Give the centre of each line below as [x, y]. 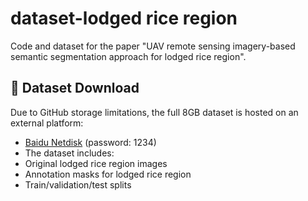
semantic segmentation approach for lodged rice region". [128, 56]
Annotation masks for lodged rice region [108, 174]
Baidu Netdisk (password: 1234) [90, 142]
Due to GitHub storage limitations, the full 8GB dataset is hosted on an [154, 112]
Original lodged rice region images [96, 163]
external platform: [47, 123]
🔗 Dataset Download [75, 88]
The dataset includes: [69, 153]
